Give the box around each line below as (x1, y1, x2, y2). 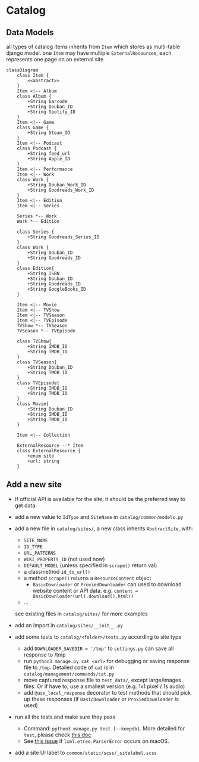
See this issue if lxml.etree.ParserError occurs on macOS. (23, 737, 169, 745)
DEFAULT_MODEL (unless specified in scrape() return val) (23, 561, 157, 569)
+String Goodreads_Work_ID (27, 187, 94, 193)
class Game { (17, 125, 49, 130)
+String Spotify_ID (27, 109, 76, 115)
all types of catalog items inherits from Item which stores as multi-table (6, 43, 180, 50)
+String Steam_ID (27, 130, 70, 136)
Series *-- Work (17, 213, 58, 219)
